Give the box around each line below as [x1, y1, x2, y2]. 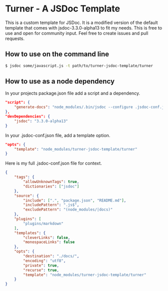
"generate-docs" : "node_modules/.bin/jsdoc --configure [14, 104, 133, 110]
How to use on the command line [5, 50, 109, 58]
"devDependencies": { [5, 114, 50, 119]
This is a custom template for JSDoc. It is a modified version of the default [5, 19, 158, 25]
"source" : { [14, 193, 39, 198]
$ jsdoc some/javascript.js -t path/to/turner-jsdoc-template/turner [5, 63, 153, 68]
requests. [5, 35, 25, 41]
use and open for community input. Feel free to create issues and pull [5, 30, 148, 36]
